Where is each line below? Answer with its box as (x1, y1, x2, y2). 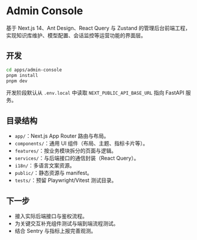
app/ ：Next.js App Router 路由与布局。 (14, 132, 109, 140)
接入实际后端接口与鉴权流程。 (14, 213, 88, 219)
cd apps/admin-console (6, 67, 62, 73)
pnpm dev (6, 78, 28, 84)
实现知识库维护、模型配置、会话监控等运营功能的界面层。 (6, 31, 146, 39)
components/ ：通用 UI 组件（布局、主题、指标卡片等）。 (14, 140, 148, 147)
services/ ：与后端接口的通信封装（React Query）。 (14, 155, 140, 162)
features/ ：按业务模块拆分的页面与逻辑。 (14, 147, 117, 154)
